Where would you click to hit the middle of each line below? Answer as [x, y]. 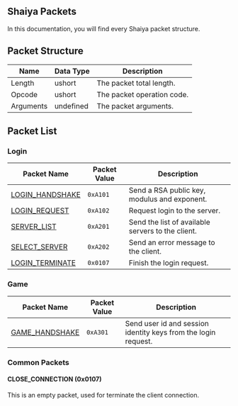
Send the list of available [169, 222]
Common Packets [38, 362]
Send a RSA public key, [167, 191]
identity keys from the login [170, 332]
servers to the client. [163, 231]
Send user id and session [167, 323]
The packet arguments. [135, 106]
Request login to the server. [175, 210]
